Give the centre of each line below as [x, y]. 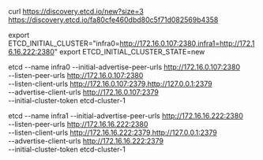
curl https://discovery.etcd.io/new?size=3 [76, 11]
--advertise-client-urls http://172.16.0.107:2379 [84, 92]
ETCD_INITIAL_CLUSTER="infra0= [64, 43]
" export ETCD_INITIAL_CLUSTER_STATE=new [130, 52]
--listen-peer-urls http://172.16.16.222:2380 [78, 124]
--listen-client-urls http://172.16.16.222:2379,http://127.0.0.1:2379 [113, 132]
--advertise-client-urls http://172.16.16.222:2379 [86, 141]
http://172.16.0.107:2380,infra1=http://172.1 [187, 43]
